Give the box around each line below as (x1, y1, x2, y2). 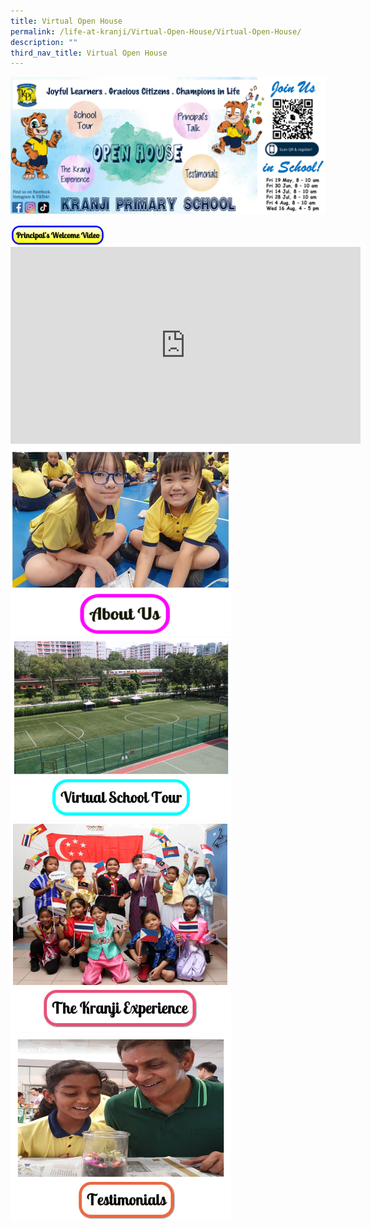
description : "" (10, 37, 78, 47)
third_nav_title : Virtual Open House (10, 48, 168, 58)
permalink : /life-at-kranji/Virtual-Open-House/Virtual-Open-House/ (10, 26, 302, 37)
